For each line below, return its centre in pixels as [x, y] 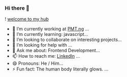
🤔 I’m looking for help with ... [42, 45]
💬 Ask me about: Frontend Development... [56, 51]
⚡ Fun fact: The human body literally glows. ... [60, 69]
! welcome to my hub [27, 19]
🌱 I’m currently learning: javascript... [50, 34]
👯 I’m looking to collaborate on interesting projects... [67, 40]
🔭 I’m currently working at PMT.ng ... [50, 29]
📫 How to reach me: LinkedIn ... [46, 56]
